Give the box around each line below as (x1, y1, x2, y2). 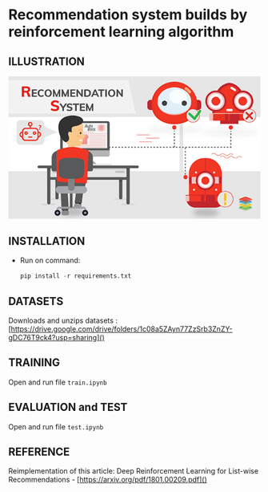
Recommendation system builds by (8, 6, 248, 24)
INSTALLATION (8, 234, 86, 248)
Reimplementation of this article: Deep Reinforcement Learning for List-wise (8, 466, 258, 476)
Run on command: (19, 255, 81, 266)
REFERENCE (8, 445, 70, 459)
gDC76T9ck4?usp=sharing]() (8, 333, 106, 342)
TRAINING (8, 356, 61, 370)
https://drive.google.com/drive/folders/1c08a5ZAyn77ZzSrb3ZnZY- (10, 324, 234, 334)
